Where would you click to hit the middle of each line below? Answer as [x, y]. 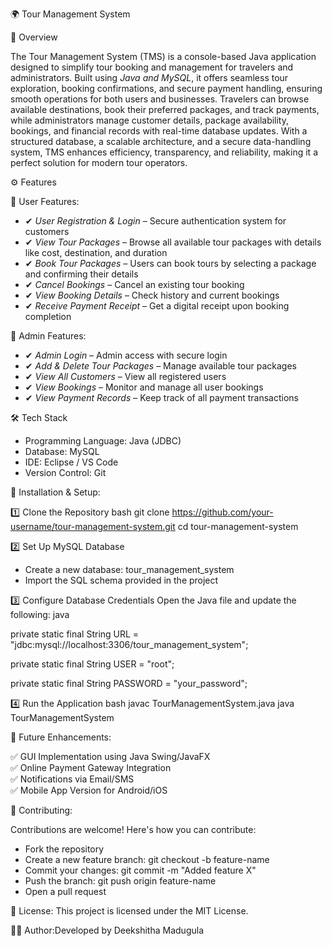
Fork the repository [64, 849]
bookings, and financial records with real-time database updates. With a [159, 131]
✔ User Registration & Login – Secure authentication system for [155, 221]
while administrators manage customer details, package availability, [150, 120]
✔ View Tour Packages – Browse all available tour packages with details [173, 242]
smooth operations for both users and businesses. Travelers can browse [160, 99]
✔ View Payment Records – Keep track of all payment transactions [161, 397]
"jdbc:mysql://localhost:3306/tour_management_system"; [129, 644]
